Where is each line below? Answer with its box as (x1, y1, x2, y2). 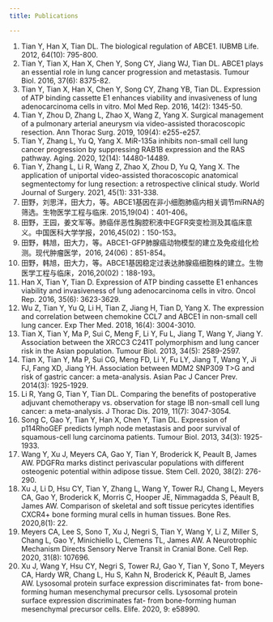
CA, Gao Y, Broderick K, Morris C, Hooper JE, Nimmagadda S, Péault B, (20, 492, 260, 502)
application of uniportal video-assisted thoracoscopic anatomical (20, 170, 238, 180)
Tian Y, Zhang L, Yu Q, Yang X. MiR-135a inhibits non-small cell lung (20, 135, 248, 146)
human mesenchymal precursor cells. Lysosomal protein (49, 586, 238, 596)
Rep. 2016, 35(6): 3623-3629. (20, 294, 121, 304)
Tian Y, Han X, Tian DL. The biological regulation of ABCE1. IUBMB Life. (20, 41, 259, 51)
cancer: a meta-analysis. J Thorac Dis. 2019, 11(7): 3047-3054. (20, 406, 232, 415)
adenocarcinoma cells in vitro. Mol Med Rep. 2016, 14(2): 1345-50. (20, 101, 243, 111)
